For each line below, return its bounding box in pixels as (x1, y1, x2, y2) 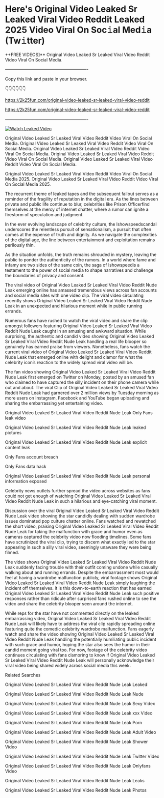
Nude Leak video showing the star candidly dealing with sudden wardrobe (5, 513, 155, 519)
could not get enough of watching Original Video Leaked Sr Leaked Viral (5, 493, 151, 499)
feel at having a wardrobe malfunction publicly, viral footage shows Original (5, 574, 158, 580)
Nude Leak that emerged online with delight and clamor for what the (5, 354, 143, 360)
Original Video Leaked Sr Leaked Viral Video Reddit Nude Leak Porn (5, 719, 142, 725)
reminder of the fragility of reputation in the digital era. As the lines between (5, 196, 158, 202)
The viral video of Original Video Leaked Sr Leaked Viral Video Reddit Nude (5, 282, 157, 288)
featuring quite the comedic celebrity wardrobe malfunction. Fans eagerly (5, 626, 154, 632)
